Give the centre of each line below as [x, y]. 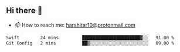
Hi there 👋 [24, 11]
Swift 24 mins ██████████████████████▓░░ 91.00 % [90, 38]
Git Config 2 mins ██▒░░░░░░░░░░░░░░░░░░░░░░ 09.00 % [90, 43]
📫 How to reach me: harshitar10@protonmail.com [75, 25]
